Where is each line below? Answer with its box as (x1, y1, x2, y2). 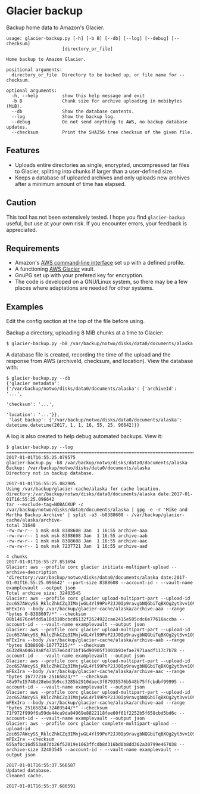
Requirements (6, 243, 60, 253)
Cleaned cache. (6, 773, 44, 779)
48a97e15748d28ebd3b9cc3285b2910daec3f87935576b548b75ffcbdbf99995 (6, 679, 177, 685)
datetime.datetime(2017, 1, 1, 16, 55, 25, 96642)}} (6, 422, 140, 429)
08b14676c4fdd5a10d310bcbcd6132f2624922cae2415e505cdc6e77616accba (6, 616, 177, 622)
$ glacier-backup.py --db (6, 376, 70, 382)
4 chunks (6, 554, 28, 560)
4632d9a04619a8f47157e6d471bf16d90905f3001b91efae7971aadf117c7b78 (6, 648, 177, 654)
